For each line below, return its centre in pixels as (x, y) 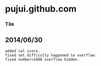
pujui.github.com (41, 9)
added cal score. (23, 51)
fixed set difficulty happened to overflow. (51, 55)
